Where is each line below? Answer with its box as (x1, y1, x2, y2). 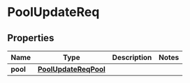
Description (112, 53, 152, 62)
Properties (7, 32, 54, 44)
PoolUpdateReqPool (37, 64, 106, 74)
